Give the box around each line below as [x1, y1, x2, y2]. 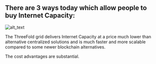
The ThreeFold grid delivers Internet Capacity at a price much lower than [5, 33, 152, 39]
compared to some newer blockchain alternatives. [5, 44, 106, 50]
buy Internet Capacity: [5, 12, 76, 20]
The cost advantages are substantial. [5, 53, 79, 59]
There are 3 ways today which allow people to [5, 4, 147, 12]
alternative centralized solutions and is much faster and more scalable [5, 39, 146, 45]
